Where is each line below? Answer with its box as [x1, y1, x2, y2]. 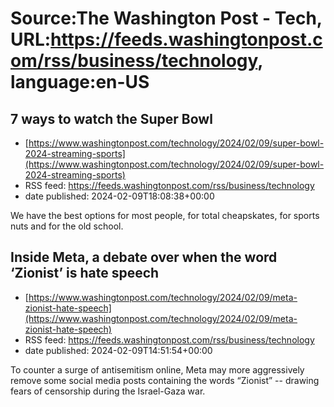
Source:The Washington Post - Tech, [10, 7, 323, 30]
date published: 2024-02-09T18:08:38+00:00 [24, 190, 215, 202]
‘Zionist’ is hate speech [10, 265, 160, 282]
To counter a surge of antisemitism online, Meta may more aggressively [10, 363, 305, 376]
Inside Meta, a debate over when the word [10, 249, 278, 266]
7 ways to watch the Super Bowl [10, 110, 213, 127]
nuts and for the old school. [10, 220, 124, 232]
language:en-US [10, 71, 150, 94]
